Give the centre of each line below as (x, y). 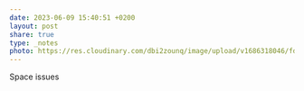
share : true (32, 34)
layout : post (34, 26)
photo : (22, 51)
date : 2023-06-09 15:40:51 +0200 (72, 18)
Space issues (34, 77)
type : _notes (34, 43)
